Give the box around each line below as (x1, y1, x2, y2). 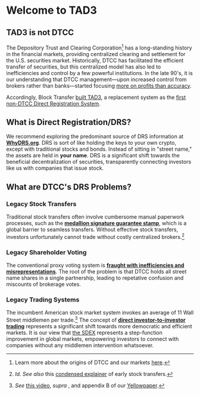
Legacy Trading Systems (6, 296, 80, 304)
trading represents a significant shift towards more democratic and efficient (6, 323, 192, 330)
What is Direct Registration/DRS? (6, 117, 132, 127)
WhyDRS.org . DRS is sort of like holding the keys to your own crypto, (6, 139, 177, 147)
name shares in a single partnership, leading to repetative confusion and (6, 275, 184, 282)
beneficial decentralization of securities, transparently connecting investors (6, 158, 192, 166)
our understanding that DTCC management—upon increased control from (6, 76, 187, 83)
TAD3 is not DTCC (6, 27, 74, 38)
